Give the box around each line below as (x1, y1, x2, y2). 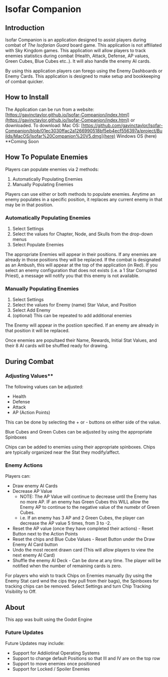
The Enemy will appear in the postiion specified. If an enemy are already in (5, 322, 159, 328)
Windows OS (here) (116, 133, 157, 139)
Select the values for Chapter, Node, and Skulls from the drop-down (12, 231, 153, 237)
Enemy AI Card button (12, 541, 58, 548)
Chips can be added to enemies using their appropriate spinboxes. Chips (5, 444, 155, 450)
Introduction (5, 24, 45, 32)
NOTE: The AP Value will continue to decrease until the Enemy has (19, 493, 157, 500)
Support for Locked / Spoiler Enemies (12, 666, 90, 672)
